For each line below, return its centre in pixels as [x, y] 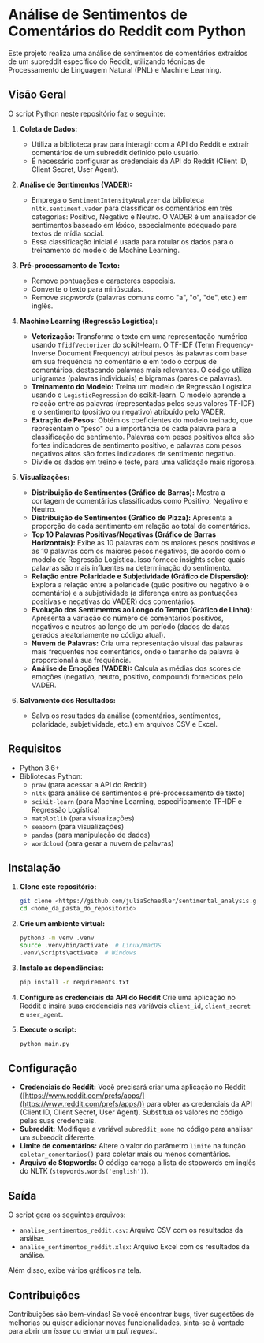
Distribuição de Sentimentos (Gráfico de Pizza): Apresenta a [132, 517]
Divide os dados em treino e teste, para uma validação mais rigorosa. [143, 462]
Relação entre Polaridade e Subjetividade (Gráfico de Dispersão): [140, 576]
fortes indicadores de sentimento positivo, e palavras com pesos [136, 445]
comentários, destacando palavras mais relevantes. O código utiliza [141, 370]
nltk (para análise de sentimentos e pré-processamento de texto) [138, 793]
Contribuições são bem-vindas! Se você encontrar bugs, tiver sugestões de [131, 1314]
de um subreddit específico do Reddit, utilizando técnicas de [107, 61]
